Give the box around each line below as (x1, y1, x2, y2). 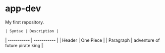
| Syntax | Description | (5, 28, 58, 33)
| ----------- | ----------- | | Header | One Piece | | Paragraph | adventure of (5, 37, 160, 43)
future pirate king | (5, 42, 43, 48)
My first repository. (5, 19, 44, 25)
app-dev (5, 3, 41, 14)
